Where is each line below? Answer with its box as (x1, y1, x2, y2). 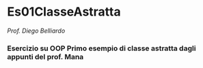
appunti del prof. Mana (7, 52, 84, 61)
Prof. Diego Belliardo (7, 27, 66, 35)
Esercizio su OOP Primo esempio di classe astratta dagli (7, 44, 196, 53)
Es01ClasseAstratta (7, 4, 121, 20)
